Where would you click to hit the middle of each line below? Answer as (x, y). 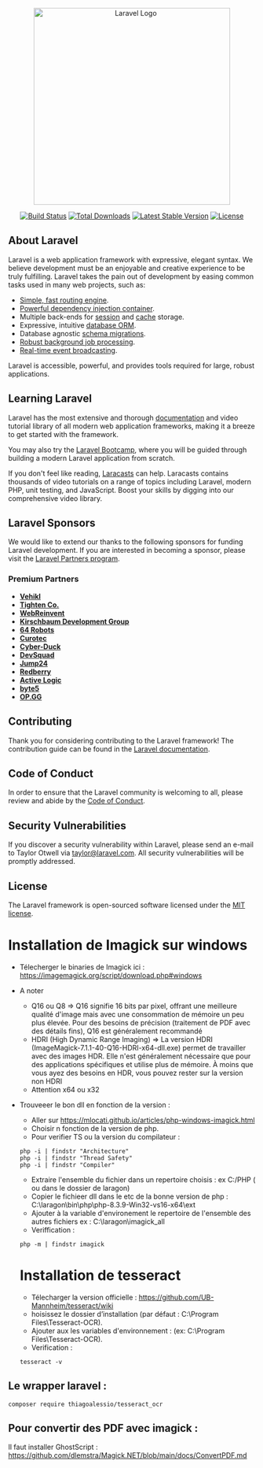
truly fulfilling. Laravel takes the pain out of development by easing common (131, 276)
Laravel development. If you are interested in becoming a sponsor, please (127, 550)
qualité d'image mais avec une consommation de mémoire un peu (138, 1014)
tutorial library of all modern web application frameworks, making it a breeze (131, 426)
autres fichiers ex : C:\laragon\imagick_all (98, 1221)
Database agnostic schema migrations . (83, 333)
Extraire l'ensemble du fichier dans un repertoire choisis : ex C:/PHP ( (143, 1179)
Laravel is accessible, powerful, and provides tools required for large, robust (131, 365)
